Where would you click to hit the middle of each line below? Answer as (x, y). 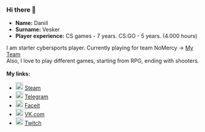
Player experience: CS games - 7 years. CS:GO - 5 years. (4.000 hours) (106, 36)
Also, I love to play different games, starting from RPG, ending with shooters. (103, 61)
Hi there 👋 (21, 10)
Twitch (33, 123)
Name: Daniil (32, 23)
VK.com (34, 114)
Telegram (36, 97)
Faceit (32, 106)
